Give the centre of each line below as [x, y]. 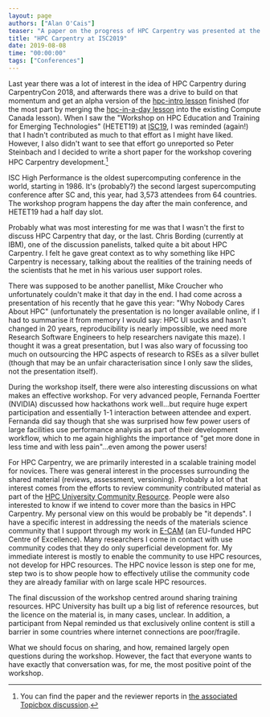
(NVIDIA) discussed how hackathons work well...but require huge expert [128, 404]
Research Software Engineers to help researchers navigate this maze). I [127, 337]
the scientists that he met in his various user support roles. [105, 270]
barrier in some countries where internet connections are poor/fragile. [124, 632]
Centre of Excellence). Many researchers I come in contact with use [121, 539]
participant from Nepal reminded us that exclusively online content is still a [132, 623]
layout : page [30, 16]
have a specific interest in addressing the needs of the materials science [128, 522]
